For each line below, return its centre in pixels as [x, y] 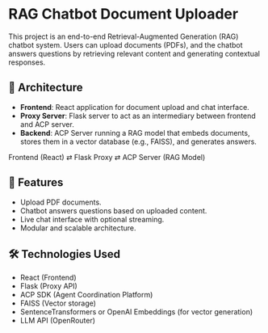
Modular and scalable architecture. [78, 228]
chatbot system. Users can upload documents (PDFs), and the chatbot [126, 44]
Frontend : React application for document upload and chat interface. [135, 107]
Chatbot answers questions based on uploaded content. [113, 210]
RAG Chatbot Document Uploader [124, 14]
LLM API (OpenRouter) [57, 321]
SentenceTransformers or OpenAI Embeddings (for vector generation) [136, 312]
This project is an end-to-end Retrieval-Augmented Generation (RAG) [124, 36]
